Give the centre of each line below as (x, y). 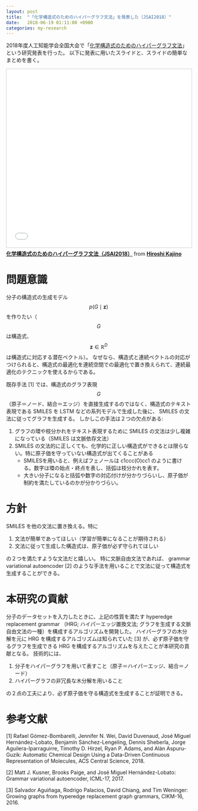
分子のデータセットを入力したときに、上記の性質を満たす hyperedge (89, 617)
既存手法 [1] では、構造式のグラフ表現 (52, 384)
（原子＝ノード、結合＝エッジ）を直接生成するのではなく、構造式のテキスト (99, 403)
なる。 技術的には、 (40, 653)
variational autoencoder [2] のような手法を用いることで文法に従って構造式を (99, 565)
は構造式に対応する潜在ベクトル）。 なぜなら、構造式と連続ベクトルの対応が (98, 357)
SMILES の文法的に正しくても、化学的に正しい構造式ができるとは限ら (99, 446)
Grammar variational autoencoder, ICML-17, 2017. (65, 779)
